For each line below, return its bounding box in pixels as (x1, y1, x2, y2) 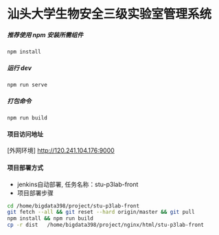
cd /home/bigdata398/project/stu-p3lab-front (7, 202, 139, 210)
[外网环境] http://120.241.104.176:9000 (7, 146, 115, 155)
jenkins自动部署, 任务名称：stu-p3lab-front (16, 180, 139, 188)
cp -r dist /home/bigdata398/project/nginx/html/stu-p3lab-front (7, 221, 205, 229)
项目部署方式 (7, 163, 43, 172)
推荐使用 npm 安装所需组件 (7, 30, 84, 38)
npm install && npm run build (7, 215, 94, 222)
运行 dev (7, 63, 32, 72)
